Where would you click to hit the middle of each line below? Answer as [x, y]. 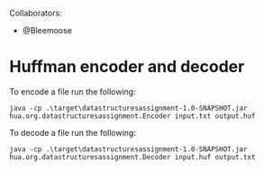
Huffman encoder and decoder [127, 67]
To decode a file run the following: [73, 132]
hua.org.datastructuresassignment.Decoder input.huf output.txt [132, 157]
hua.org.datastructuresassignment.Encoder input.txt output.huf [132, 116]
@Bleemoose [47, 30]
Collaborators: [36, 13]
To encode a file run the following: [73, 91]
